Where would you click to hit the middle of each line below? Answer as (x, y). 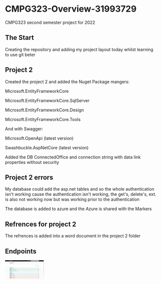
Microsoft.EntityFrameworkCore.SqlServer (47, 100)
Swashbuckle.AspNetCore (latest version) (47, 147)
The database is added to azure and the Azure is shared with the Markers (78, 209)
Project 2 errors (29, 177)
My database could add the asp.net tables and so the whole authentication (80, 189)
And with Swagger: (24, 129)
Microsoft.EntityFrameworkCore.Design (44, 110)
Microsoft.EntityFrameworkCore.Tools (43, 119)
